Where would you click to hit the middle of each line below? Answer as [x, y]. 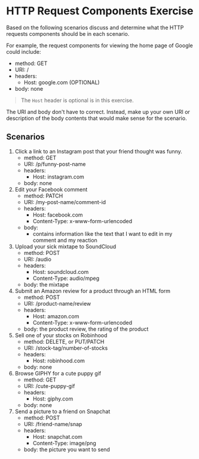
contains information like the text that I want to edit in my [102, 233]
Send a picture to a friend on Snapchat [62, 411]
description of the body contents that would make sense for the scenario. [97, 118]
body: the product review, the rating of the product [86, 329]
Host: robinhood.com [59, 361]
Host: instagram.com [59, 177]
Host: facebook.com [58, 215]
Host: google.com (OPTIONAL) [62, 82]
